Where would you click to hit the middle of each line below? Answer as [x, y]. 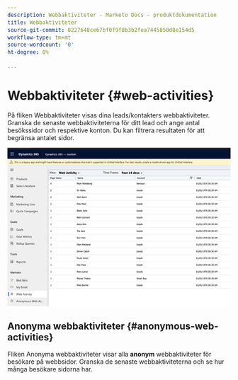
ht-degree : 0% [28, 52]
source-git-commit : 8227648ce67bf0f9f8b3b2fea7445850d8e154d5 [101, 30]
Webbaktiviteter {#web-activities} [111, 96]
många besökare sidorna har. [50, 369]
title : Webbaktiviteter [42, 22]
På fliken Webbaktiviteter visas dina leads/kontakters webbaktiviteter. [109, 115]
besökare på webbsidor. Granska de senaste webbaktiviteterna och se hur [116, 362]
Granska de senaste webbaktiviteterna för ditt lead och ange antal [104, 122]
